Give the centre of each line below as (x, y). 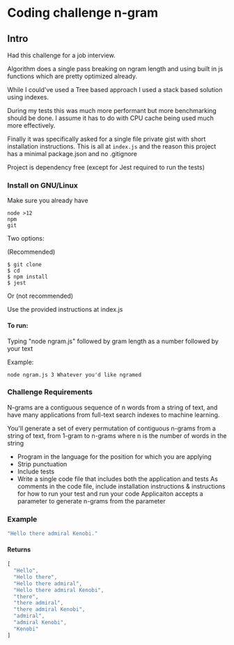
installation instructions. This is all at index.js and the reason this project (112, 146)
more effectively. (31, 126)
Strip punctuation (42, 464)
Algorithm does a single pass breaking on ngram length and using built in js (115, 69)
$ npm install (28, 277)
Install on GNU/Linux (43, 185)
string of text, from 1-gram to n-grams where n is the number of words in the (117, 435)
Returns (19, 549)
